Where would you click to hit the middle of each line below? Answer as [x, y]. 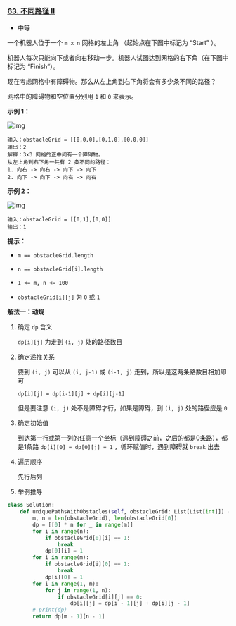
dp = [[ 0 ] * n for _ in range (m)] [83, 524]
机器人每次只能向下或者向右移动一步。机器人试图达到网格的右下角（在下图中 [118, 58]
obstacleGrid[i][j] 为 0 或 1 [59, 297]
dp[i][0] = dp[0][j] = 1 [77, 448]
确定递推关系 [36, 357]
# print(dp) [50, 610]
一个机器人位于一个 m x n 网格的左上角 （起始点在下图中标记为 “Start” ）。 [114, 43]
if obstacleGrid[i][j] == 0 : [100, 597]
